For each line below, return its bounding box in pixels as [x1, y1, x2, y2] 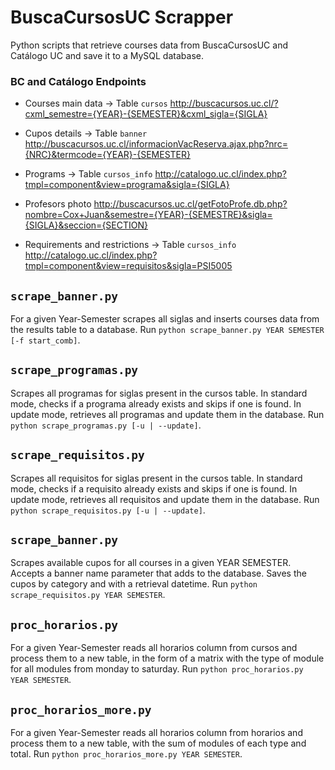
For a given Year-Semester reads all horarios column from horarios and [10, 727, 303, 739]
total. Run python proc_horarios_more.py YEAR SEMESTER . [10, 748, 243, 760]
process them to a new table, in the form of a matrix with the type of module [10, 652, 325, 665]
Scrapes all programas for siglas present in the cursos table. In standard [10, 387, 308, 399]
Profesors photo [24, 198, 92, 210]
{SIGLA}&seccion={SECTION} [24, 219, 148, 231]
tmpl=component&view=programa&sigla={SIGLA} [24, 179, 230, 191]
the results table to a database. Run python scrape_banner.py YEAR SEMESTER [10, 324, 325, 336]
